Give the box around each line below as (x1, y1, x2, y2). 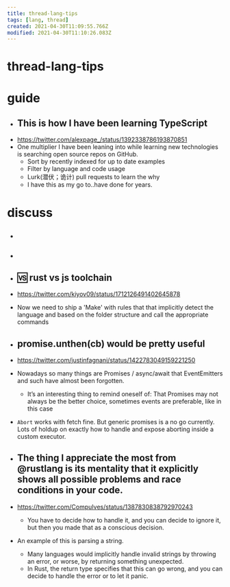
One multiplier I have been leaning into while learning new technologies (16, 143, 219, 151)
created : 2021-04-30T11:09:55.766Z (7, 23, 109, 30)
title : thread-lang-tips (7, 10, 78, 17)
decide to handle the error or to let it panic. (27, 571, 149, 580)
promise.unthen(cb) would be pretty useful (16, 338, 205, 349)
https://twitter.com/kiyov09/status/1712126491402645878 (16, 290, 181, 299)
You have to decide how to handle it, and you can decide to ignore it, (27, 516, 221, 524)
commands (16, 318, 49, 326)
